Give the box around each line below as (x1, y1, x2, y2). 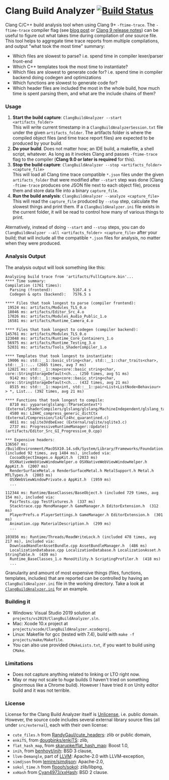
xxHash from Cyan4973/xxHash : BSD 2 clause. (12, 769, 109, 775)
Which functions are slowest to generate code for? (12, 80, 118, 86)
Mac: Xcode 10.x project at (12, 620, 68, 626)
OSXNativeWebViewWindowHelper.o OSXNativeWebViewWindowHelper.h (10, 459, 147, 464)
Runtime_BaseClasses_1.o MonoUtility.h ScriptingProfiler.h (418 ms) (10, 556, 161, 562)
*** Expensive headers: (5, 437, 55, 442)
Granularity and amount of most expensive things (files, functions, (5, 570, 142, 576)
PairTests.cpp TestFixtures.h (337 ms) (10, 499, 96, 504)
